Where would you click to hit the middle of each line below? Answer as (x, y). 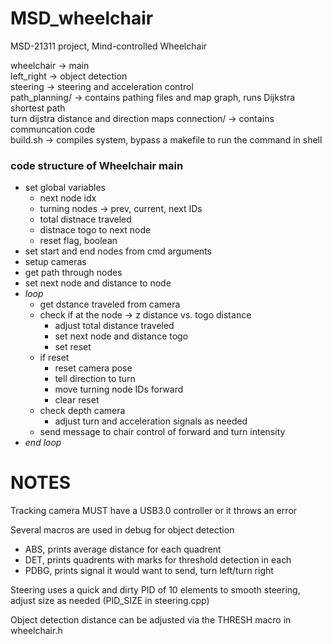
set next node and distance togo (121, 336)
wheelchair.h (36, 631)
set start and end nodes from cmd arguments (118, 251)
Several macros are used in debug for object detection (122, 530)
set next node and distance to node (98, 283)
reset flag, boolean (78, 241)
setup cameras (55, 262)
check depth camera (82, 411)
